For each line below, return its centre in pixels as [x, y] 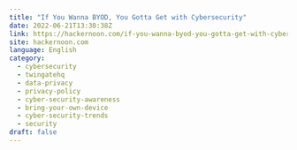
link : [19, 34]
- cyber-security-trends [63, 116]
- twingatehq [41, 75]
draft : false [33, 132]
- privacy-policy [49, 91]
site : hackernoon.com [49, 42]
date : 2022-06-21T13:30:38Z [61, 26]
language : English [43, 50]
